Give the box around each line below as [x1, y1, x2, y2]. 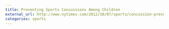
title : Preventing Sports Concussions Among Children [5, 7, 121, 12]
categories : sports [5, 16, 46, 21]
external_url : [5, 12, 35, 17]
